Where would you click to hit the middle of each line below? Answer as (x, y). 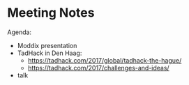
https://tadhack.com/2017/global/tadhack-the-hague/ (105, 60)
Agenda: (20, 32)
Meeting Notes (51, 13)
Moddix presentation (47, 45)
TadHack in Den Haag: (50, 53)
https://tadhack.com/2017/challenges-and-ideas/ (98, 68)
